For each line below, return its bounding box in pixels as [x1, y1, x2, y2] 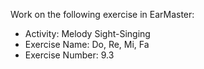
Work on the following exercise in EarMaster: [10, 9, 195, 20]
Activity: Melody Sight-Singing [24, 28, 151, 39]
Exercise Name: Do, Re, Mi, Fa [24, 39, 150, 50]
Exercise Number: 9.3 [24, 49, 115, 61]
